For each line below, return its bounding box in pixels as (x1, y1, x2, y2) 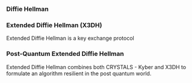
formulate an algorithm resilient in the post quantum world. (6, 70, 152, 77)
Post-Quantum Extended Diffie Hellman (6, 50, 125, 58)
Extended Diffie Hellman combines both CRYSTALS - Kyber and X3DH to (6, 63, 187, 70)
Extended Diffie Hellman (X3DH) (6, 20, 102, 29)
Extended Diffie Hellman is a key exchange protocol (6, 35, 134, 42)
